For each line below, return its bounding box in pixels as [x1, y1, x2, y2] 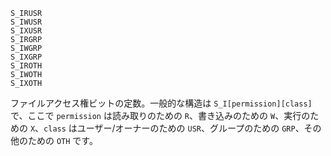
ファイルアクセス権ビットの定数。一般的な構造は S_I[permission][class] [10, 97, 313, 109]
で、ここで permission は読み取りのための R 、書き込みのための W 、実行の [10, 110, 311, 121]
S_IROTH [10, 61, 43, 71]
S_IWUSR [10, 17, 43, 27]
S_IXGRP [10, 52, 43, 62]
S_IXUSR [10, 26, 43, 36]
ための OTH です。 [27, 135, 98, 146]
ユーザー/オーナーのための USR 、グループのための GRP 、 [76, 122, 305, 134]
